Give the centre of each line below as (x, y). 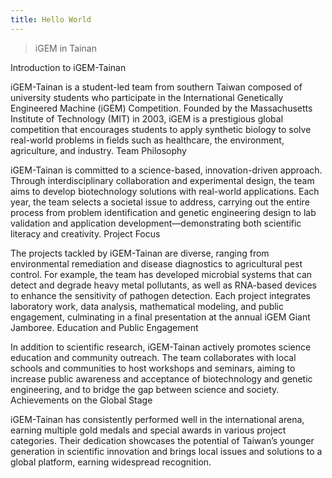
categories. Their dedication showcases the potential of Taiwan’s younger (162, 440)
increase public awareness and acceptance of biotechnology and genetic (161, 378)
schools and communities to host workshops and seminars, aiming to (153, 368)
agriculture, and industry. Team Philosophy (98, 150)
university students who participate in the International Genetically (147, 97)
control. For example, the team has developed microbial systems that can (161, 274)
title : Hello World (51, 19)
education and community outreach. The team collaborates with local (153, 357)
